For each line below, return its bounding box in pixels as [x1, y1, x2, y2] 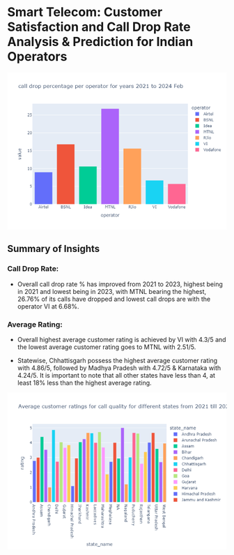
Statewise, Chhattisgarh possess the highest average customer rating [17, 356, 218, 364]
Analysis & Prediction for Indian [7, 34, 194, 50]
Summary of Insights [7, 243, 100, 255]
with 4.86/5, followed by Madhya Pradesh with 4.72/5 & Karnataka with [17, 364, 221, 372]
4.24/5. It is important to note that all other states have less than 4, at [17, 371, 216, 379]
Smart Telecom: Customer [7, 4, 163, 20]
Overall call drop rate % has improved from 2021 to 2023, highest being [17, 280, 223, 288]
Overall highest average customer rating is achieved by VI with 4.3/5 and [17, 335, 226, 343]
